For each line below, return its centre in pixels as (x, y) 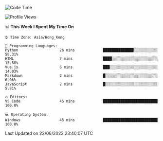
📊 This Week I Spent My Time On (39, 26)
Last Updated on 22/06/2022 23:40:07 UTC (49, 133)
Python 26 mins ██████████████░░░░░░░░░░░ (81, 50)
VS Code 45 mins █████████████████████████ (81, 101)
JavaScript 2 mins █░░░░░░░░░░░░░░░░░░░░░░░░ (81, 84)
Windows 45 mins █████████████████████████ (81, 120)
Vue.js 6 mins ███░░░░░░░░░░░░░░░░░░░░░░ (81, 67)
